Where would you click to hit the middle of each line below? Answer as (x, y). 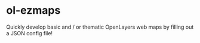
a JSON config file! (29, 33)
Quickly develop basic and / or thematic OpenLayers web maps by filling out (100, 27)
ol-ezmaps (33, 10)
